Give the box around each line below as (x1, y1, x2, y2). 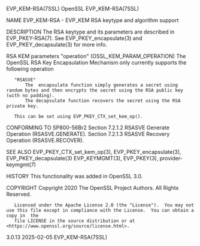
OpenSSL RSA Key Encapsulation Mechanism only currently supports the (6, 59, 187, 66)
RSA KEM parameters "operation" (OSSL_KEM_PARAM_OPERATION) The (6, 53, 186, 59)
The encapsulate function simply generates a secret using (25, 82, 178, 88)
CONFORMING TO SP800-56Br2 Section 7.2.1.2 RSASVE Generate (6, 124, 169, 131)
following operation (6, 65, 54, 72)
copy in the (6, 212, 39, 218)
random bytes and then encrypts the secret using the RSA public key (6, 87, 184, 93)
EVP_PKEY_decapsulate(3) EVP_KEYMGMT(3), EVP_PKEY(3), (6, 155, 159, 162)
